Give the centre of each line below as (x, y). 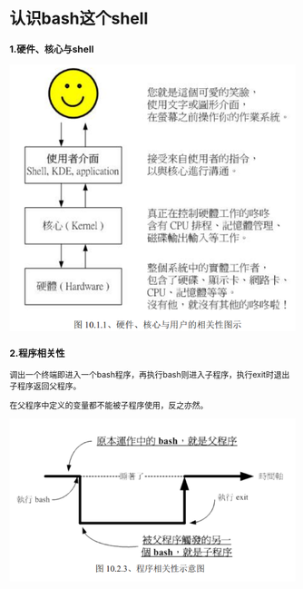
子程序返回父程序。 (45, 386)
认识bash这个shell (79, 19)
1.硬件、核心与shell (52, 49)
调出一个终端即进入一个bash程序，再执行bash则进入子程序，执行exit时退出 (150, 375)
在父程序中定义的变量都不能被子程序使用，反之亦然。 (109, 406)
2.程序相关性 (37, 353)
